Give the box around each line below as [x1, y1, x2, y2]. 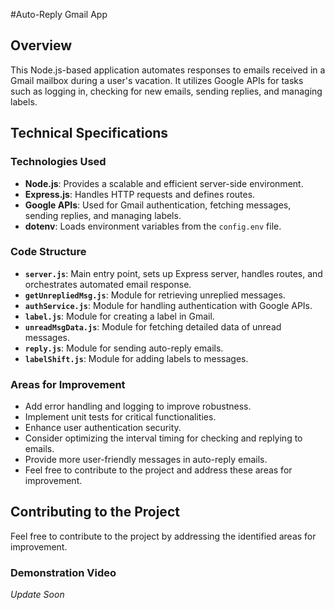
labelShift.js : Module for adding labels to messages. [24, 352, 249, 364]
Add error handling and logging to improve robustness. [24, 400, 252, 413]
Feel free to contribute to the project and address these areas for [24, 464, 293, 476]
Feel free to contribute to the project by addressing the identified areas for [10, 530, 317, 542]
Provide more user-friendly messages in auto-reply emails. [24, 454, 268, 466]
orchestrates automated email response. [24, 278, 192, 290]
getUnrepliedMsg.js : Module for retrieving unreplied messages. [24, 289, 286, 301]
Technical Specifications [10, 125, 169, 142]
